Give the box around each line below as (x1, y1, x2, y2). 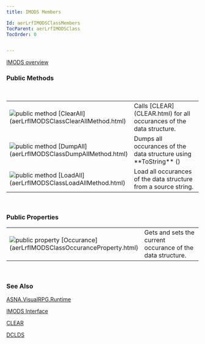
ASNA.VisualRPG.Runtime (6, 296, 71, 303)
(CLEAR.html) (134, 109, 173, 118)
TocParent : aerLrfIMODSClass (6, 26, 81, 32)
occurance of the (144, 243, 194, 252)
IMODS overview (6, 59, 49, 66)
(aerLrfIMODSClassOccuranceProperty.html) (9, 243, 138, 252)
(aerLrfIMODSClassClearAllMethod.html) (9, 116, 126, 125)
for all (173, 109, 190, 118)
